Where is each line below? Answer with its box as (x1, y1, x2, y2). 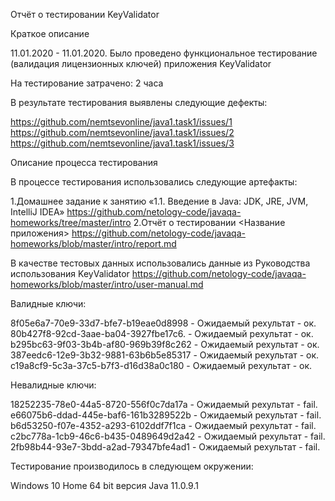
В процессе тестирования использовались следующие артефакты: (10, 176, 298, 188)
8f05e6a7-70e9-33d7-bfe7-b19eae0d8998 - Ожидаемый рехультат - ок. (10, 317, 317, 329)
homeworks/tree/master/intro (10, 217, 132, 228)
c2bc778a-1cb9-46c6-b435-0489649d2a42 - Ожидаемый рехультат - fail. (10, 430, 326, 442)
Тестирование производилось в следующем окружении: (10, 460, 254, 472)
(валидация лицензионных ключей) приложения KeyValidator (10, 58, 272, 69)
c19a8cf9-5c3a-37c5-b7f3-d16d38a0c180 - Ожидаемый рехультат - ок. (10, 360, 313, 371)
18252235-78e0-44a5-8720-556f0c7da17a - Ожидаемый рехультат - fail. (10, 399, 318, 410)
